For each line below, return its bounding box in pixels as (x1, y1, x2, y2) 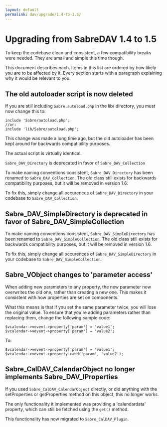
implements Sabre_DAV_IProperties (5, 373, 118, 381)
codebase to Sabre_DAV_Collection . (5, 195, 78, 201)
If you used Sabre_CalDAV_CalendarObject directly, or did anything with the (5, 386, 157, 392)
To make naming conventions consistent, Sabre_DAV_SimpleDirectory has (5, 231, 155, 237)
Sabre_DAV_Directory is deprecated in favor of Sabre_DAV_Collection (5, 160, 146, 166)
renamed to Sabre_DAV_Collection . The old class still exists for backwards (5, 175, 157, 181)
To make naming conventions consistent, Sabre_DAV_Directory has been (5, 170, 153, 176)
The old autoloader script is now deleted (5, 90, 133, 98)
